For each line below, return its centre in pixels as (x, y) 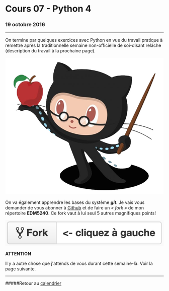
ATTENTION (18, 253)
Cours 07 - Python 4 (48, 9)
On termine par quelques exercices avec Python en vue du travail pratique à (84, 40)
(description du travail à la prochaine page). (50, 51)
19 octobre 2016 (25, 25)
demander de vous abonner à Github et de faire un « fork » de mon (75, 207)
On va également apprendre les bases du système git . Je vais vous (75, 202)
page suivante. (21, 269)
